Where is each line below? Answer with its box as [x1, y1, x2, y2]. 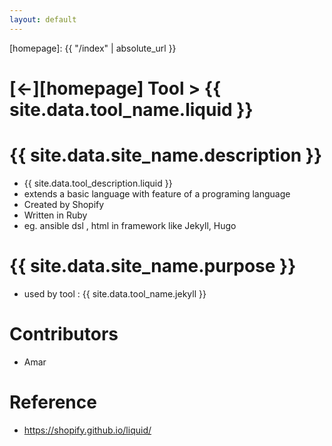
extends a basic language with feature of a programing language [23, 187, 291, 200]
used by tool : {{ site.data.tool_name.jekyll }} [23, 287, 207, 300]
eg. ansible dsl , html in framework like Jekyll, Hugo [23, 219, 237, 231]
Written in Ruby [23, 209, 88, 221]
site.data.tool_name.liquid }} [9, 98, 254, 121]
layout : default [9, 14, 77, 25]
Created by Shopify [23, 198, 105, 210]
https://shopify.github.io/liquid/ [23, 424, 152, 436]
